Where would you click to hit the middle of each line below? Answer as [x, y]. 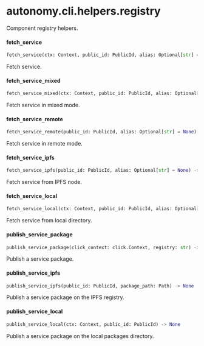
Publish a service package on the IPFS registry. [65, 297]
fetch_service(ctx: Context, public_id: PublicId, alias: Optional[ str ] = [103, 55]
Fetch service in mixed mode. [43, 105]
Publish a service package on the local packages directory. [80, 336]
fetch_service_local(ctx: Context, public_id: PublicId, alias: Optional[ [103, 209]
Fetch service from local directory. [49, 221]
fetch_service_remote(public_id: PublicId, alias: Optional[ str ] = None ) [102, 132]
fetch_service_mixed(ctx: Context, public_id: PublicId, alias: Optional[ [103, 94]
